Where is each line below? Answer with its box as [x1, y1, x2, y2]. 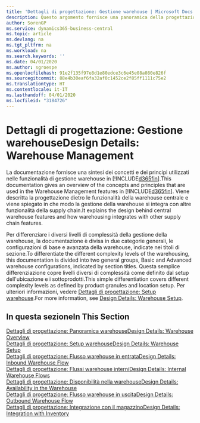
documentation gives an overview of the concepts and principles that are [6, 181, 186, 188]
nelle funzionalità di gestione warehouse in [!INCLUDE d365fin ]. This [6, 174, 171, 182]
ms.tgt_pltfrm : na [6, 42, 52, 48]
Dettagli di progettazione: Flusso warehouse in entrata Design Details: [6, 353, 176, 360]
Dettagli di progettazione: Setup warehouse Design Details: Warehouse [6, 340, 179, 347]
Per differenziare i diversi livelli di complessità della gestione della [6, 231, 167, 238]
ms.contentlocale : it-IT [6, 87, 68, 93]
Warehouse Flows [6, 372, 51, 379]
